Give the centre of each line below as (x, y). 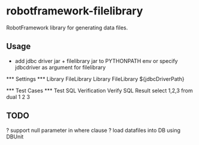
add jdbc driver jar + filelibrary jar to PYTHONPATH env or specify (96, 61)
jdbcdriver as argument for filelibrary (60, 67)
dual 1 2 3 (18, 96)
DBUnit (15, 137)
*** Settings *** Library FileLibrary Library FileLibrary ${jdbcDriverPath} (95, 78)
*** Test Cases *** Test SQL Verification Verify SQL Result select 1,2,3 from (99, 90)
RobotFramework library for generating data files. (67, 28)
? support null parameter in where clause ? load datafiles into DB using (94, 130)
